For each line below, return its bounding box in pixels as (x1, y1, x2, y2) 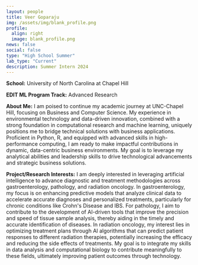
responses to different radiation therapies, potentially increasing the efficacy (6, 234, 192, 241)
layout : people (6, 8, 44, 15)
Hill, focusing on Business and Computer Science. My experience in (6, 109, 171, 116)
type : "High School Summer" (6, 53, 76, 59)
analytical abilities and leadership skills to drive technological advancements (6, 153, 192, 160)
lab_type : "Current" (6, 58, 57, 64)
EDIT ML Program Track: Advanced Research (6, 91, 118, 98)
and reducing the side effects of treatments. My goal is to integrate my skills (6, 240, 191, 247)
